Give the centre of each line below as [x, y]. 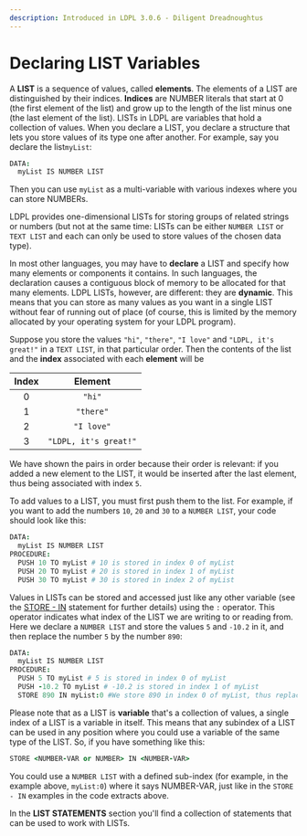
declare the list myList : [51, 146]
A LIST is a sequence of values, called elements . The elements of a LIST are [153, 89]
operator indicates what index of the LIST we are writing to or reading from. [152, 617]
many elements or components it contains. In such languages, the [133, 273]
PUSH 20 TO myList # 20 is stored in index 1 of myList [126, 571]
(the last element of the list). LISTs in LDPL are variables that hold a [136, 117]
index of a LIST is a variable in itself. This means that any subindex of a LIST [153, 722]
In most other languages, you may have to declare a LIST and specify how [149, 264]
